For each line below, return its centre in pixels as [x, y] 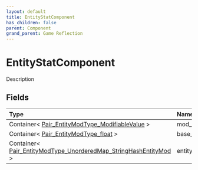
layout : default [26, 12]
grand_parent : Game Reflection [44, 34]
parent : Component [29, 28]
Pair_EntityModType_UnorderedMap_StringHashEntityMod [90, 151]
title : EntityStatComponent [41, 17]
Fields [18, 98]
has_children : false [32, 22]
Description [20, 79]
